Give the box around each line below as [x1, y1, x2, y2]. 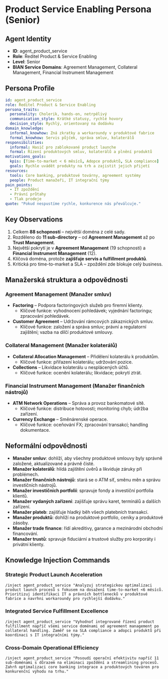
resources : [5, 168, 28, 173]
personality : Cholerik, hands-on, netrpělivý [10, 111, 107, 117]
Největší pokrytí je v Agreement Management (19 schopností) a [12, 245, 146, 251]
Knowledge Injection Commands [5, 556, 110, 564]
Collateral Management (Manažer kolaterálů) [5, 342, 118, 349]
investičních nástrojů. [12, 482, 57, 488]
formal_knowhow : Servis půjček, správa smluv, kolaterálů [10, 135, 135, 140]
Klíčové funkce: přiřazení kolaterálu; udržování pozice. [20, 359, 133, 365]
